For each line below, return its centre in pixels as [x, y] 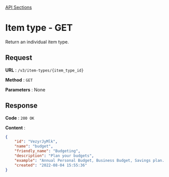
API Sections [19, 7]
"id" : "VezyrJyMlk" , [36, 141]
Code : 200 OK [20, 118]
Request [19, 58]
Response [22, 106]
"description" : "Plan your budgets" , [54, 156]
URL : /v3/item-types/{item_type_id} [44, 70]
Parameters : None [25, 90]
